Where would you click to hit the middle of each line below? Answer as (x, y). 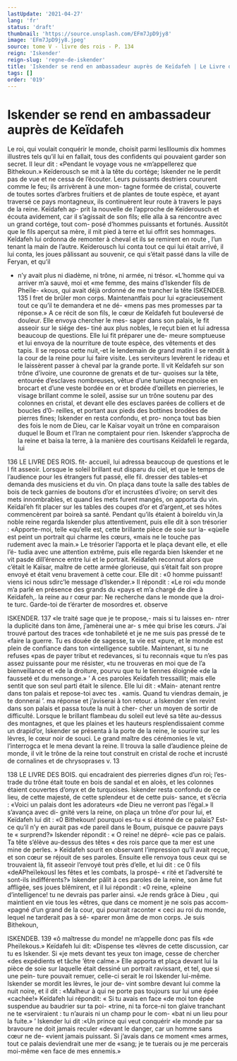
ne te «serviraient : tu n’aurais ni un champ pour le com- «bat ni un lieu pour (117, 1014)
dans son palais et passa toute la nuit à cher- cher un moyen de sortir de (113, 708)
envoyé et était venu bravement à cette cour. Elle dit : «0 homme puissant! (115, 575)
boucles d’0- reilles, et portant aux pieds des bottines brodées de (113, 411)
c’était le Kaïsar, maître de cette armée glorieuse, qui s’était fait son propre (115, 567)
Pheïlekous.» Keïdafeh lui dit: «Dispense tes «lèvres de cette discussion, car (118, 946)
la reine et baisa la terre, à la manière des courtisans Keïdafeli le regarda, (123, 441)
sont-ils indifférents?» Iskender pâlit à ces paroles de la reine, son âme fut (115, 880)
